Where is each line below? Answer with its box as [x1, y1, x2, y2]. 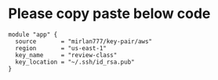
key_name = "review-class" [15, 51, 118, 59]
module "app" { [8, 31, 58, 38]
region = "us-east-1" [15, 44, 107, 52]
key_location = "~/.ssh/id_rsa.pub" [15, 58, 135, 66]
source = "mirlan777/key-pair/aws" [15, 37, 153, 45]
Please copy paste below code [8, 5, 211, 23]
